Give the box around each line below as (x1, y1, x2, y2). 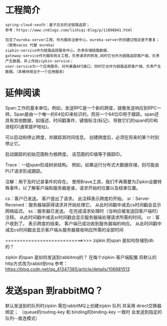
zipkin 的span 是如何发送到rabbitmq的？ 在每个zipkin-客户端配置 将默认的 (5, 254, 157, 260)
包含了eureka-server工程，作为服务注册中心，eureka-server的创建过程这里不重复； (5, 37, 160, 42)
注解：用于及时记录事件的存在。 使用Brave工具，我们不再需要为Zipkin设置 (5, 178, 158, 184)
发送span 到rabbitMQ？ (5, 285, 104, 296)
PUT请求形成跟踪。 (5, 168, 45, 174)
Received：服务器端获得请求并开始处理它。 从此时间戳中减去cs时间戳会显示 (5, 201, 162, 207)
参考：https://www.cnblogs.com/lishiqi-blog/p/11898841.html (5, 27, 133, 32)
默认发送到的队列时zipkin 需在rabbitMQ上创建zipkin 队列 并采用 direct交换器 (5, 302, 162, 308)
